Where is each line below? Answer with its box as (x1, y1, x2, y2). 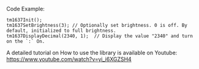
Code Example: (6, 5, 45, 12)
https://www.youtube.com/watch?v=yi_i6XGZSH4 (6, 56, 132, 63)
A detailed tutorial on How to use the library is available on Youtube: (6, 49, 178, 56)
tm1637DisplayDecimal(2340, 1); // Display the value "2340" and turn (6, 33, 193, 39)
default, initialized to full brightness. (6, 27, 116, 34)
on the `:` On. (6, 38, 45, 45)
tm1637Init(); (6, 17, 43, 23)
